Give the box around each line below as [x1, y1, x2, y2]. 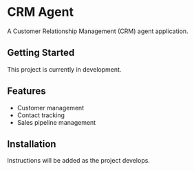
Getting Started [7, 47, 75, 59]
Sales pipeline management [17, 118, 96, 126]
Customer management [17, 103, 85, 112]
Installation [7, 138, 56, 150]
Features [7, 85, 46, 97]
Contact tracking [17, 111, 65, 119]
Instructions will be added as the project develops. [7, 157, 150, 165]
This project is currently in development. [7, 65, 122, 73]
